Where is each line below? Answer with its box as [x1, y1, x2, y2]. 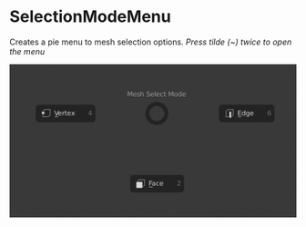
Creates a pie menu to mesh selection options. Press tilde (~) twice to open [9, 36, 292, 47]
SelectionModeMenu [9, 6, 171, 27]
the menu [9, 45, 46, 56]
